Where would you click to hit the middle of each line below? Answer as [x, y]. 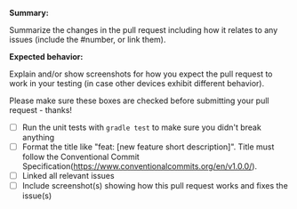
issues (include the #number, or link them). [88, 40]
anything [38, 138]
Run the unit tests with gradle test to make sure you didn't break [142, 127]
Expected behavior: [46, 56]
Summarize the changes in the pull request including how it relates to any [144, 30]
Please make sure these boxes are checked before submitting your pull [139, 100]
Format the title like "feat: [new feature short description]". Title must [148, 147]
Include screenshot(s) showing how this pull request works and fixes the [155, 186]
